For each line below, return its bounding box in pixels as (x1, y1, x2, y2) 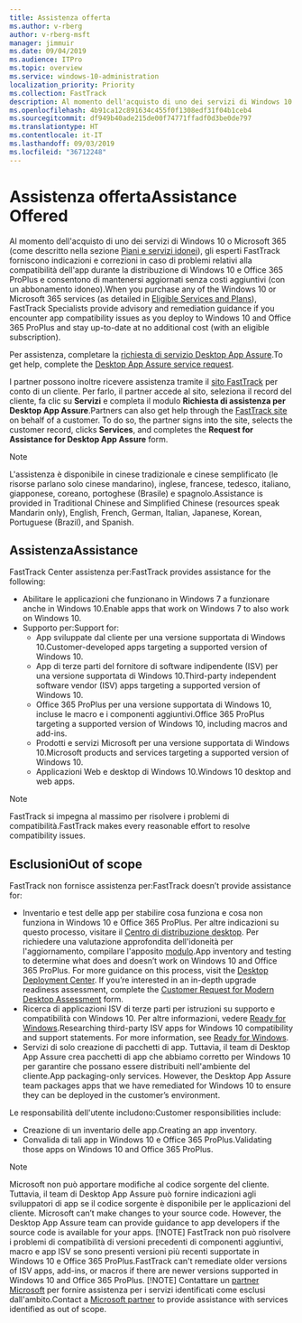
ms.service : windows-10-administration (9, 72, 160, 81)
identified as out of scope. (9, 1304, 107, 1315)
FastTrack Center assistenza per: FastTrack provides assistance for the (9, 566, 271, 578)
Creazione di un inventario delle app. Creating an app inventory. (22, 1125, 257, 1136)
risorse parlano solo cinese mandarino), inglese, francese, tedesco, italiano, (9, 478, 291, 489)
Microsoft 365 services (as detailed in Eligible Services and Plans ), (9, 293, 257, 303)
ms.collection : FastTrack (9, 89, 106, 98)
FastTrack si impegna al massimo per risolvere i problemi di (9, 811, 230, 822)
